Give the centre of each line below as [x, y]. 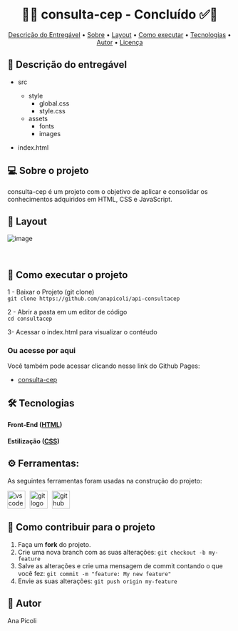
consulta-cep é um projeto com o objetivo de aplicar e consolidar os [108, 191]
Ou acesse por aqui [42, 351]
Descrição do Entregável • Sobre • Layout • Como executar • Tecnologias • [120, 34]
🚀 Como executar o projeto [68, 275]
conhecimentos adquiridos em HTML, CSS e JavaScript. [90, 199]
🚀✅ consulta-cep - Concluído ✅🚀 [120, 15]
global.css [54, 103]
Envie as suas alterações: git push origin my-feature [97, 581]
